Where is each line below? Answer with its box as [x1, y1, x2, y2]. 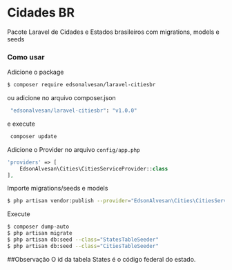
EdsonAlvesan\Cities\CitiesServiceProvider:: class [19, 165, 168, 172]
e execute [7, 119, 36, 128]
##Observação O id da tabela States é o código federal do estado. [7, 255, 196, 263]
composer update [10, 133, 57, 139]
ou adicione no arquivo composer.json [7, 94, 116, 102]
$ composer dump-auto [7, 223, 70, 231]
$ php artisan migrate [7, 230, 72, 237]
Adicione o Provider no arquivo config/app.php [7, 145, 140, 153]
